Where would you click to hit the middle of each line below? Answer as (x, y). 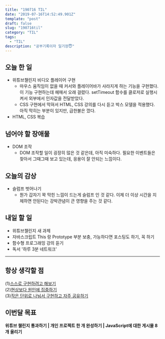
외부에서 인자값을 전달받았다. (56, 98)
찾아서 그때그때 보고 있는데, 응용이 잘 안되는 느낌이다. (70, 159)
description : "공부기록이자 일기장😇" (40, 46)
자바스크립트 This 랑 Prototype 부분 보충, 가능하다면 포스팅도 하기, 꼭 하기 (83, 237)
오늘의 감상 (21, 176)
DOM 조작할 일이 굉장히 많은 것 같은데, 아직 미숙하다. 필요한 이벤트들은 (87, 153)
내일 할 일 (19, 218)
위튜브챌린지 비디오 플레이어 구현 (44, 80)
